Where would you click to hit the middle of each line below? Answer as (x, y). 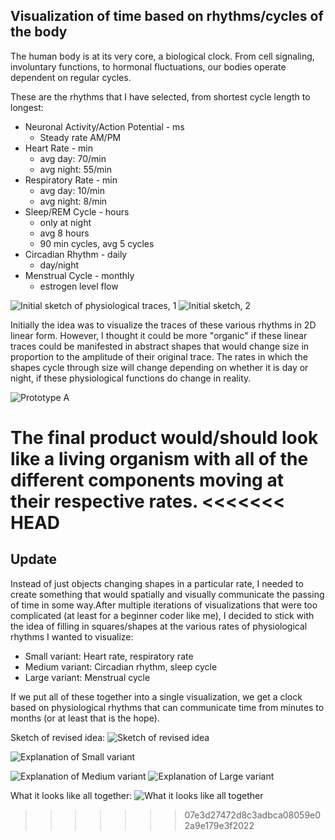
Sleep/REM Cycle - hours (77, 211)
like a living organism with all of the (159, 459)
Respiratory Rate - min (71, 180)
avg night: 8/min (73, 201)
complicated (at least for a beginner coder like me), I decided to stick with (162, 615)
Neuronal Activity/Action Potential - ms (104, 126)
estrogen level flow (79, 286)
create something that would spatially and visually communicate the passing (167, 594)
